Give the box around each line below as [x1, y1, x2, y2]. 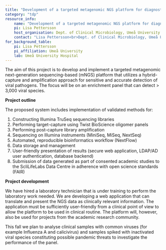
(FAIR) [12, 169, 25, 175]
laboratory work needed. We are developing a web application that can [5, 193, 150, 199]
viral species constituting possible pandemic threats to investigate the [5, 234, 147, 240]
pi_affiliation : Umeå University [14, 48, 83, 53]
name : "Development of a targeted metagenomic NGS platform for [14, 21, 149, 26]
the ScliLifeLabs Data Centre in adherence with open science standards [12, 164, 159, 169]
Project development [5, 178, 49, 184]
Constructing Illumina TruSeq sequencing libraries [12, 117, 115, 123]
